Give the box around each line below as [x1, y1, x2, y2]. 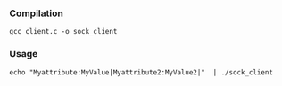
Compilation [9, 7, 64, 20]
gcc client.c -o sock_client [9, 27, 118, 36]
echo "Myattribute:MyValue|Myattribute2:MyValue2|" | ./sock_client [9, 67, 274, 77]
